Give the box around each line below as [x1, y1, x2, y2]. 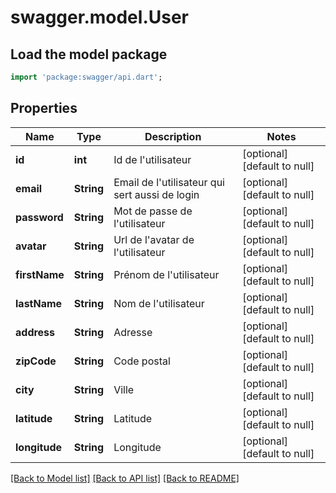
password [15, 210, 64, 224]
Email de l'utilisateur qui [113, 175, 225, 189]
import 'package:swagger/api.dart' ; [10, 72, 163, 82]
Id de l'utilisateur [113, 152, 192, 166]
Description [144, 129, 202, 143]
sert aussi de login [113, 187, 200, 201]
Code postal [113, 354, 171, 368]
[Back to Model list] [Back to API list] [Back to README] [10, 472, 240, 484]
